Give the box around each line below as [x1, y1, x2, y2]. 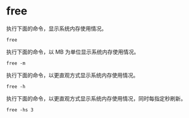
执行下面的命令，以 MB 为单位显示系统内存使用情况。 [6, 48, 139, 55]
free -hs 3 [6, 107, 34, 113]
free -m [6, 60, 26, 66]
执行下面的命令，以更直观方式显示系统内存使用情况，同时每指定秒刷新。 [6, 95, 186, 102]
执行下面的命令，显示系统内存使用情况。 [6, 25, 107, 32]
